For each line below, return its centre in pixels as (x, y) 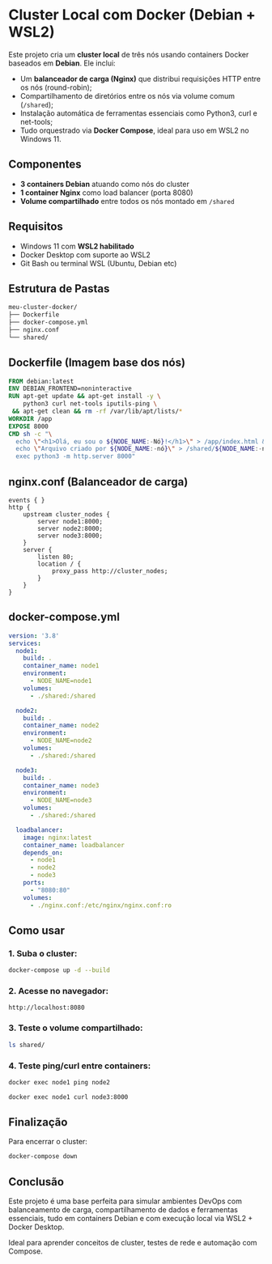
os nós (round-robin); (56, 87)
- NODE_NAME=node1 (61, 681)
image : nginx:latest (57, 838)
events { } (27, 500)
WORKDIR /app (30, 418)
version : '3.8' (34, 636)
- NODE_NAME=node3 (61, 800)
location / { (59, 564)
